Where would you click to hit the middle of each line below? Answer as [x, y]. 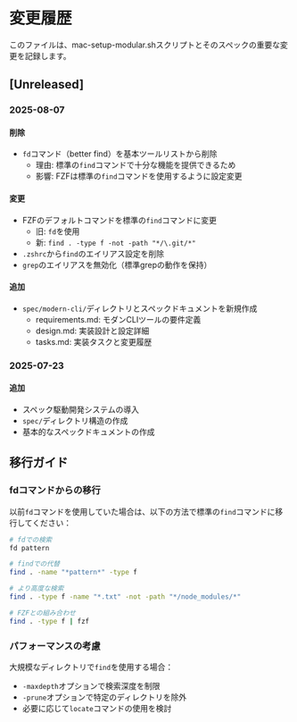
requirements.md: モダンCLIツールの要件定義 [118, 319]
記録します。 [48, 55]
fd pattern [29, 548]
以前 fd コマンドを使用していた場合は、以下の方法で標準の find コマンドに [142, 511]
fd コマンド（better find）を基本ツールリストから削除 [120, 154]
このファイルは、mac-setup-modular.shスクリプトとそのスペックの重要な [145, 45]
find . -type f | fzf [49, 621]
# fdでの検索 [31, 540]
